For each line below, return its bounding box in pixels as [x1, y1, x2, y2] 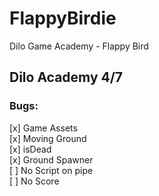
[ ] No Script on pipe [9, 164, 94, 176]
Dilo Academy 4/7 [9, 69, 124, 86]
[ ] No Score [9, 175, 60, 187]
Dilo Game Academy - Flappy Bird [9, 40, 149, 52]
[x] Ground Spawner [9, 153, 94, 166]
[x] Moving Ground [9, 132, 87, 144]
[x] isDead [9, 143, 52, 155]
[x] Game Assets [9, 122, 78, 134]
